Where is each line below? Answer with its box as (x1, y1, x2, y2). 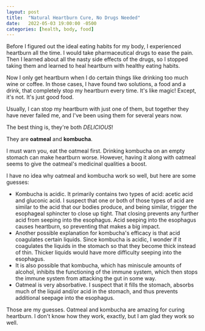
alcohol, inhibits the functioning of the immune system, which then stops (15, 268, 198, 275)
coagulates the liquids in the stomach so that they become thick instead (15, 242, 196, 250)
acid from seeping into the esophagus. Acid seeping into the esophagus (15, 216, 196, 224)
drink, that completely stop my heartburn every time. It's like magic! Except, (6, 87, 196, 95)
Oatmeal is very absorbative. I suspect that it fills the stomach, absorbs (15, 282, 194, 289)
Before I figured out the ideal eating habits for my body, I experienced (6, 43, 181, 50)
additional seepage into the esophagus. (15, 294, 115, 302)
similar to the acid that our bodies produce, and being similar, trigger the (15, 203, 197, 211)
